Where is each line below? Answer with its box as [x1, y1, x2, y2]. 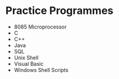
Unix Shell [13, 54, 39, 61]
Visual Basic [13, 60, 44, 67]
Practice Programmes [5, 4, 114, 17]
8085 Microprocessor [13, 23, 67, 30]
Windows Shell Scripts [13, 66, 69, 73]
